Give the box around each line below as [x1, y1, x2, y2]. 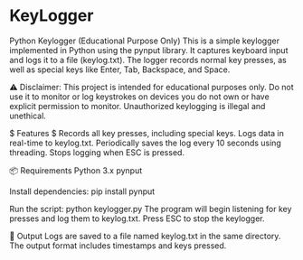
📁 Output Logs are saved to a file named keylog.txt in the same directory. [9, 230, 281, 241]
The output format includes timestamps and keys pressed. [9, 240, 227, 251]
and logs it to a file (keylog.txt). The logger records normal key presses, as [9, 54, 288, 65]
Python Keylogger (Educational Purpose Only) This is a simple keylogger [9, 35, 280, 46]
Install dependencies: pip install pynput [9, 186, 156, 197]
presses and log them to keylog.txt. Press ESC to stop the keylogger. [9, 213, 265, 224]
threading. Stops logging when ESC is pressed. [9, 146, 185, 158]
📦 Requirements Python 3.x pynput [9, 164, 143, 176]
